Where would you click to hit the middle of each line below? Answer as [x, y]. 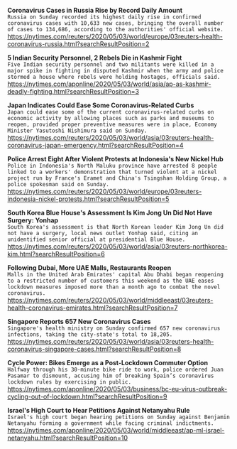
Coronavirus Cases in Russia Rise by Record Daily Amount [95, 10]
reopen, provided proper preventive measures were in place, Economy [112, 124]
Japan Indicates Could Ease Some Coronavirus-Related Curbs [101, 105]
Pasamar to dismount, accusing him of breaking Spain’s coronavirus [111, 376]
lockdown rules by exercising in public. [70, 382]
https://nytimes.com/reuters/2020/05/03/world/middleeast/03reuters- [110, 300]
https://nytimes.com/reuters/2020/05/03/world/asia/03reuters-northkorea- [118, 247]
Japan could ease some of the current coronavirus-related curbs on [111, 112]
